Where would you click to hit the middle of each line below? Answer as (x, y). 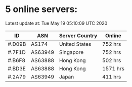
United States (75, 44)
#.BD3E (17, 68)
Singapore (71, 52)
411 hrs (112, 76)
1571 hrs (113, 68)
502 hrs (112, 60)
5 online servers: (41, 9)
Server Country (78, 35)
